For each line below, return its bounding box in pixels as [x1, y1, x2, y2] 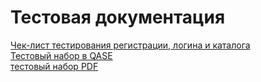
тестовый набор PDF [10, 60, 99, 72]
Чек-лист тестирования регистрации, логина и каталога [10, 39, 251, 51]
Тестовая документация [10, 6, 226, 29]
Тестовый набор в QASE [10, 49, 113, 61]
